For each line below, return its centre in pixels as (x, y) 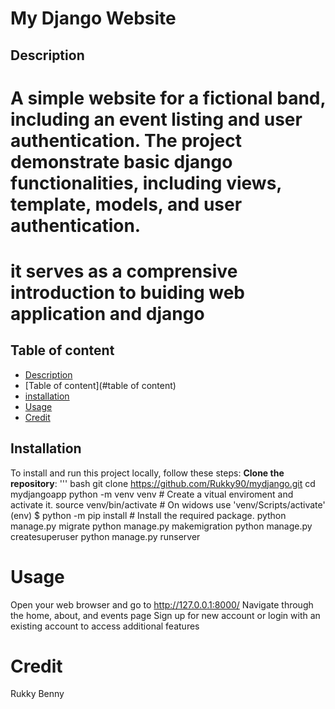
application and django (107, 313)
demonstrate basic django (121, 161)
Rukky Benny (37, 694)
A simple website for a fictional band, (168, 98)
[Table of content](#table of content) (100, 385)
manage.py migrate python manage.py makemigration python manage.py (161, 526)
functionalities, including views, (146, 183)
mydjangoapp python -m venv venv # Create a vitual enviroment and (152, 494)
